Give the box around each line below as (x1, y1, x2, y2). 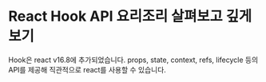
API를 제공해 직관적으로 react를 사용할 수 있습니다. (8, 64, 166, 74)
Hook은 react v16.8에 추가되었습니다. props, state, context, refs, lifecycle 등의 (8, 55, 259, 64)
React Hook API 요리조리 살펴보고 (8, 7, 224, 25)
